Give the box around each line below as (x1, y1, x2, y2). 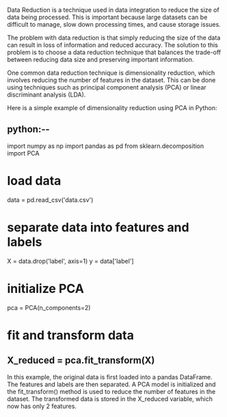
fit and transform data (7, 327, 135, 343)
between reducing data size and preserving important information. (7, 55, 194, 64)
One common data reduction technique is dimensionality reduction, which (7, 68, 215, 77)
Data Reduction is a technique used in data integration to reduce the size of (7, 6, 220, 14)
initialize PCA (7, 281, 84, 296)
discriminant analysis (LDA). (7, 90, 86, 99)
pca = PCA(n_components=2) (7, 303, 91, 312)
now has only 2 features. (7, 402, 77, 410)
